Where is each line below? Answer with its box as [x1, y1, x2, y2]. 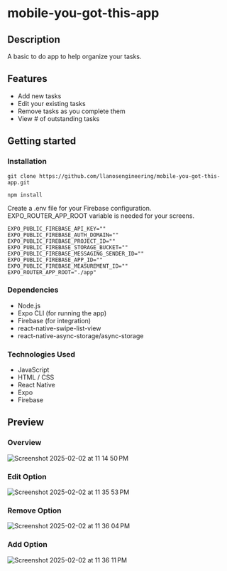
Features [7, 73, 48, 85]
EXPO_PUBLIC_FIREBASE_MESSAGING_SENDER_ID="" [7, 250, 144, 257]
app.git [7, 179, 31, 186]
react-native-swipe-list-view [17, 324, 101, 332]
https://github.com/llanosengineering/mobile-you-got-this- [38, 172, 221, 179]
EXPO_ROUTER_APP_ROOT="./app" [7, 268, 97, 276]
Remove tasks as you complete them [17, 107, 126, 115]
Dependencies [7, 285, 59, 295]
